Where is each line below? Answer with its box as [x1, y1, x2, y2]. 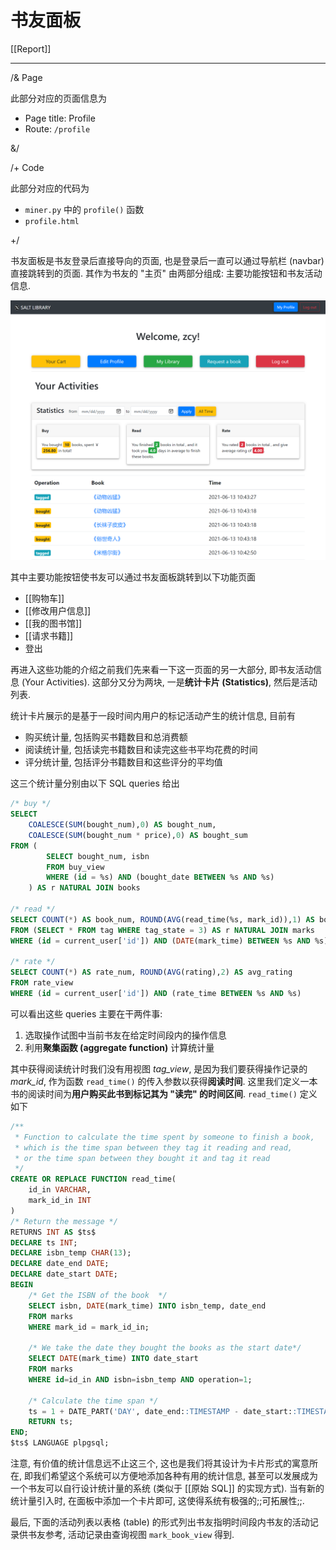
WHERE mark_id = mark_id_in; [28, 1322, 150, 1332]
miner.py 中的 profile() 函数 [24, 203, 145, 215]
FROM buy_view [46, 862, 105, 872]
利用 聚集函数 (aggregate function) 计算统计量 [24, 1041, 215, 1053]
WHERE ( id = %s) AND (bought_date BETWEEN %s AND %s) [46, 872, 275, 883]
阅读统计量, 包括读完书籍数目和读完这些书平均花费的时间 [24, 744, 258, 756]
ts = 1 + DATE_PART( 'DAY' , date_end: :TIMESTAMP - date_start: [28, 1406, 293, 1416]
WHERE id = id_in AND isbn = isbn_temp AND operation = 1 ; [28, 1374, 253, 1385]
